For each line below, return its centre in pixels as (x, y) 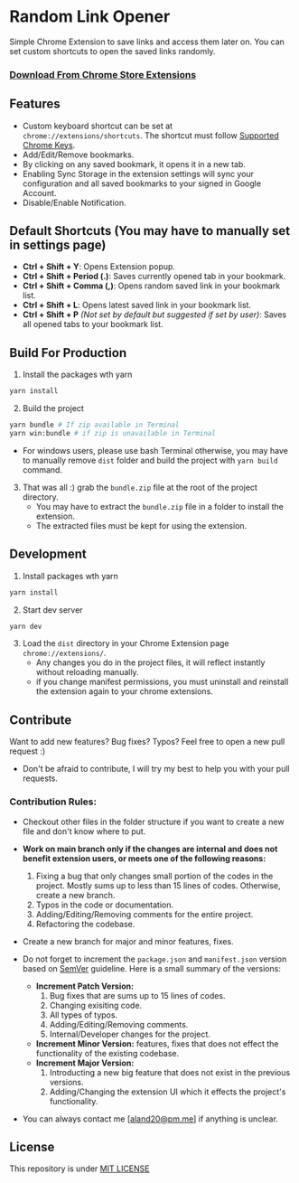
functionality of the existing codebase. (107, 1053)
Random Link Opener (90, 17)
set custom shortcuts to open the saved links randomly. (112, 51)
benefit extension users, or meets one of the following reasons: (144, 858)
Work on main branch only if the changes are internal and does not (150, 849)
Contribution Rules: (53, 802)
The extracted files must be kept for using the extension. (141, 525)
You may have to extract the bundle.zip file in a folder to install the (160, 506)
